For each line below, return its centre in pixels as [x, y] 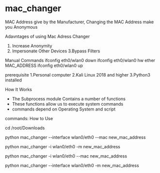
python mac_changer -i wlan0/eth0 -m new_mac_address [63, 146]
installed [14, 80]
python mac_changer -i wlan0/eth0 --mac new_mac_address [66, 156]
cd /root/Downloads [25, 128]
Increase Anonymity [32, 46]
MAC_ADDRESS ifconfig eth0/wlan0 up [44, 65]
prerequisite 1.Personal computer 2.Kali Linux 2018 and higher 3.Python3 [78, 75]
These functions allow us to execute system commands [68, 104]
